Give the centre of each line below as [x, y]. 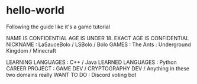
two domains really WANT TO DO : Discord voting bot [71, 75]
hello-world [35, 10]
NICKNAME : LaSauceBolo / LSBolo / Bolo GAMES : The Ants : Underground [98, 44]
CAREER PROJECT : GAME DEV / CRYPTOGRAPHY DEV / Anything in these [98, 68]
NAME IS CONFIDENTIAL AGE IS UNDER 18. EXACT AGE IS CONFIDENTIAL [98, 38]
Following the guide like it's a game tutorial [58, 27]
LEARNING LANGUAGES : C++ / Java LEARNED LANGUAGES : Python [91, 62]
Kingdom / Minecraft [31, 50]
